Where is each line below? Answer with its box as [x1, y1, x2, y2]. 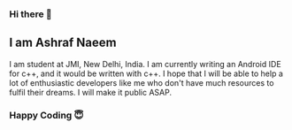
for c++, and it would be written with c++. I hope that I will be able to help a [9, 68, 283, 79]
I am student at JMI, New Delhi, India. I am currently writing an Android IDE [9, 58, 281, 69]
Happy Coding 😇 [9, 109, 84, 121]
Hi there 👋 [9, 8, 53, 20]
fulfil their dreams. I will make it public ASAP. [9, 87, 173, 97]
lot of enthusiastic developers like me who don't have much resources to [9, 77, 274, 88]
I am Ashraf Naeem [9, 35, 117, 50]
